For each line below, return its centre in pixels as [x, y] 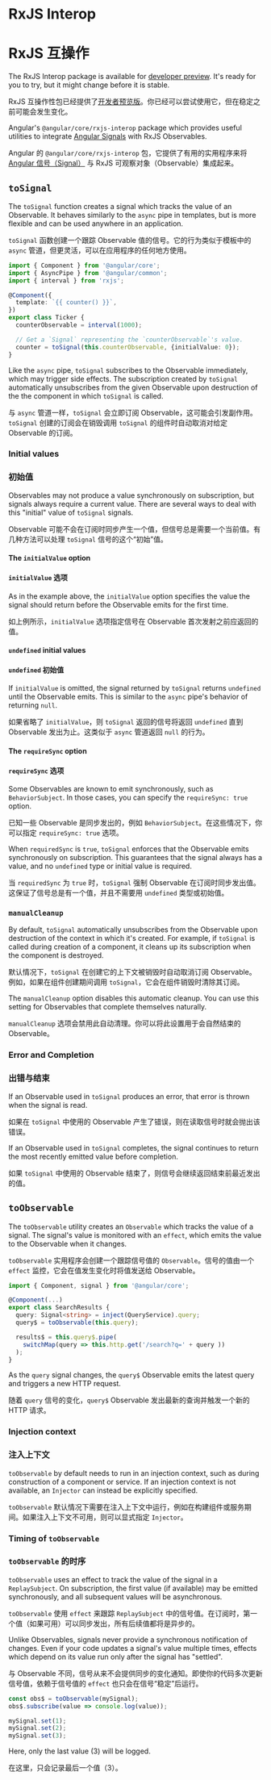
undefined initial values [47, 650]
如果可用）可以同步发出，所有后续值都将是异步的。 [114, 1623]
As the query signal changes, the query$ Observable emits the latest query [131, 1375]
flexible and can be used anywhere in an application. [96, 224]
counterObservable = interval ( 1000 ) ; [79, 325]
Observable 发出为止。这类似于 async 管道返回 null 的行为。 [109, 732]
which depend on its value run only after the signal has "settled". [116, 1657]
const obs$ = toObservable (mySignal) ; [73, 1699]
